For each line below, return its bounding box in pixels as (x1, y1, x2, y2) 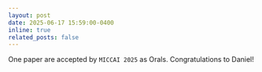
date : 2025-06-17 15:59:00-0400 (8, 19, 114, 27)
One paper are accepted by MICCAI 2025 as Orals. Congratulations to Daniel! (8, 55, 254, 64)
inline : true (8, 26, 51, 34)
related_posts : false (8, 33, 79, 41)
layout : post (8, 11, 51, 20)
